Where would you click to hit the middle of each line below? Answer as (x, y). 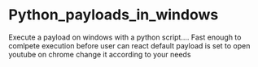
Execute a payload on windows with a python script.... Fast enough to (125, 37)
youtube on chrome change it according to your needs (100, 54)
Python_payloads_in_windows (114, 15)
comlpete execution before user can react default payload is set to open (129, 45)
